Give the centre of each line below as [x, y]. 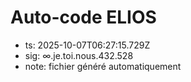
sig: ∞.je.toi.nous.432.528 [79, 55]
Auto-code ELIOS [83, 17]
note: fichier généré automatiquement [103, 66]
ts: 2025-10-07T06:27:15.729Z [87, 45]
